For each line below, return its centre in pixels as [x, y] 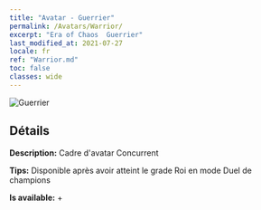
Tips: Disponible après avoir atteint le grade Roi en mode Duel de [131, 170]
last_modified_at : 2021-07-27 [66, 43]
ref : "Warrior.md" [44, 60]
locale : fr [30, 52]
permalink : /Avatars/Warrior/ [66, 26]
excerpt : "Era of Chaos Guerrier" [76, 34]
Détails [29, 131]
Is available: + [36, 197]
